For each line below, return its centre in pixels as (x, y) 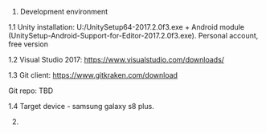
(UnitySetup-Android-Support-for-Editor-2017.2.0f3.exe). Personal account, (133, 36)
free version (28, 44)
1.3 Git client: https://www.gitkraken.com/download (93, 75)
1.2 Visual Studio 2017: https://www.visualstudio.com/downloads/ (117, 60)
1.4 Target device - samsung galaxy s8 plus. (81, 106)
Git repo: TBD (31, 91)
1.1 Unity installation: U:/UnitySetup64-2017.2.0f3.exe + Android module (127, 27)
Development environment (64, 12)
